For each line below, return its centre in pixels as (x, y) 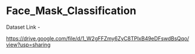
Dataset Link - (23, 27)
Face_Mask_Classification (71, 11)
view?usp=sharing (28, 45)
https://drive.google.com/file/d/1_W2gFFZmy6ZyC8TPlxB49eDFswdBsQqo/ (98, 38)
